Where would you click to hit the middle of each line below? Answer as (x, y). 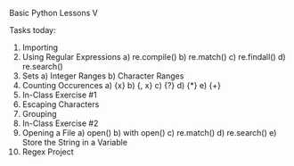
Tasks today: (33, 30)
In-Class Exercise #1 (59, 95)
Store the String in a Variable (74, 142)
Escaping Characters (61, 104)
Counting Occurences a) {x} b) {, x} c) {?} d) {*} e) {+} (121, 85)
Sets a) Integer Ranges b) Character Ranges (103, 76)
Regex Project (48, 152)
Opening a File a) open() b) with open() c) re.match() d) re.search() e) (149, 133)
